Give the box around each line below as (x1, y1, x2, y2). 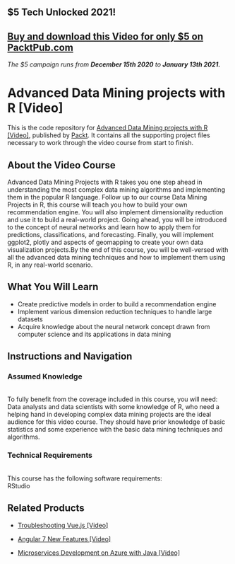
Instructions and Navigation (7, 350, 133, 362)
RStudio (7, 481, 30, 490)
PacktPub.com (7, 41, 74, 53)
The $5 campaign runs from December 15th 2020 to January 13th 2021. (7, 60, 221, 69)
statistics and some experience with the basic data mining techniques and (7, 425, 223, 434)
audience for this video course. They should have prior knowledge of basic (7, 418, 226, 426)
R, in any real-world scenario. (7, 260, 93, 269)
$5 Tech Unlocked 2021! (7, 6, 116, 18)
